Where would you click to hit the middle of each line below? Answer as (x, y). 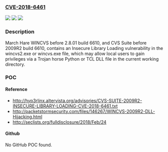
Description (20, 32)
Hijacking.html (27, 117)
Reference (16, 89)
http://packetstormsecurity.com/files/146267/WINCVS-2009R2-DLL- (84, 111)
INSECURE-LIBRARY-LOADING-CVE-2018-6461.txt (65, 106)
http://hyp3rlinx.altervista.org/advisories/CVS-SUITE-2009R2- (77, 100)
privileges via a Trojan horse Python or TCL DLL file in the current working (82, 59)
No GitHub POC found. (29, 144)
